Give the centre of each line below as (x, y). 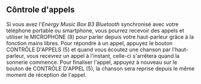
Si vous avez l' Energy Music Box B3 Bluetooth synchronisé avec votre (92, 24)
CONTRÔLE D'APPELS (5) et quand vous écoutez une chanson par (88, 49)
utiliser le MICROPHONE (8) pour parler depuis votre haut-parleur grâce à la (100, 37)
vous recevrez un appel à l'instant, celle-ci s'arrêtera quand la (103, 55)
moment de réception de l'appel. (46, 74)
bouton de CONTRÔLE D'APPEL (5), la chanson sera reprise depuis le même (100, 69)
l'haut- (180, 49)
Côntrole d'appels (40, 10)
